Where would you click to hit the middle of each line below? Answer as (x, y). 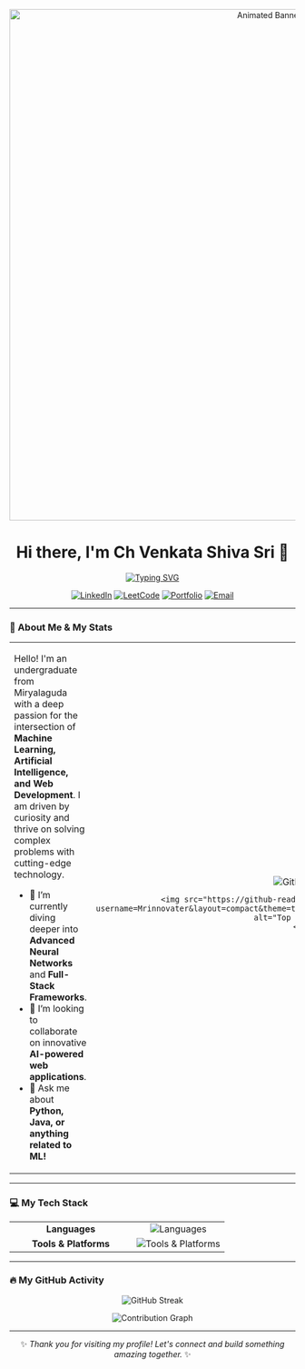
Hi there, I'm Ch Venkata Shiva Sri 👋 (152, 552)
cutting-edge (43, 864)
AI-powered (57, 1054)
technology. (39, 874)
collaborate (54, 1032)
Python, (47, 1111)
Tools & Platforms (71, 1244)
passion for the (46, 715)
